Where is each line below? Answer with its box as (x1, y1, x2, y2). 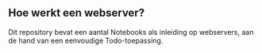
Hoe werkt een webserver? (8, 6, 145, 20)
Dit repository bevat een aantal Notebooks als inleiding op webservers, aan (8, 27, 254, 36)
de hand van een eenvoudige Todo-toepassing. (8, 36, 164, 45)
